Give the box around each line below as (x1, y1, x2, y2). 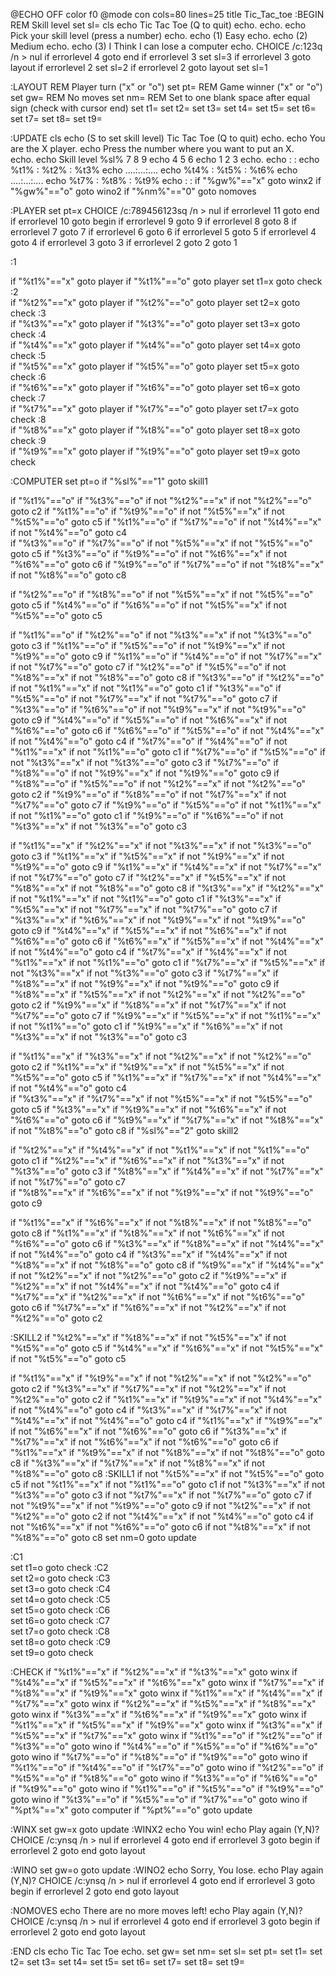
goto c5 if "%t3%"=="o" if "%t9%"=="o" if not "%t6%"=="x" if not (10, 548, 287, 559)
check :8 (10, 414, 47, 425)
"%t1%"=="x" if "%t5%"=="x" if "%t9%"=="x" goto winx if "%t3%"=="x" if (10, 1719, 323, 1731)
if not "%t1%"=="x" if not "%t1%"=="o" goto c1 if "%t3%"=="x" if (10, 893, 282, 904)
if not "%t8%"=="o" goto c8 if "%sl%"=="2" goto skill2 (10, 1125, 239, 1136)
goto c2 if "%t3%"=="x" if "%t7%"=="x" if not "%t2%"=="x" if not (10, 1383, 287, 1394)
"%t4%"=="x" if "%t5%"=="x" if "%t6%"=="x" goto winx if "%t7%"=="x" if (10, 1677, 325, 1688)
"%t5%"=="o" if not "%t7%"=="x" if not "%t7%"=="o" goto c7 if (10, 693, 278, 704)
